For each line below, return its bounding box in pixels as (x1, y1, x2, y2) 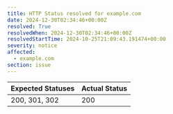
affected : (7, 49, 36, 56)
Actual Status (81, 84, 127, 93)
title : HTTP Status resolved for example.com (7, 10, 141, 17)
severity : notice (7, 42, 58, 49)
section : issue (7, 61, 51, 68)
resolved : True (7, 23, 51, 30)
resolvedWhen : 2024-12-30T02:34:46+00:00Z (7, 29, 132, 37)
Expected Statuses (10, 84, 75, 93)
